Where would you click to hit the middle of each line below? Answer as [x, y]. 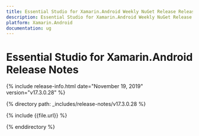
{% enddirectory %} [31, 127]
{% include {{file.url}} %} [37, 115]
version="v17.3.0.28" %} [36, 93]
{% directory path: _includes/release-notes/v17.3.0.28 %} [76, 104]
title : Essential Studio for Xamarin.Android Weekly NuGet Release [91, 12]
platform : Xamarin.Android [39, 22]
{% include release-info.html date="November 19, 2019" [75, 86]
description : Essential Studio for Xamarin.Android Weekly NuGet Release [99, 17]
